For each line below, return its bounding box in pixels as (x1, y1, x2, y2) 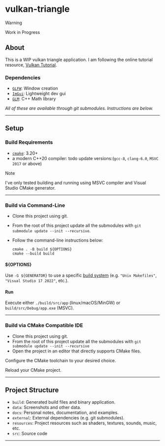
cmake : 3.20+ (12, 150, 38, 156)
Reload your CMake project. (5, 367, 62, 373)
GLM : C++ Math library (12, 96, 56, 102)
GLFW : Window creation (12, 85, 58, 92)
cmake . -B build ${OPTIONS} (12, 247, 72, 252)
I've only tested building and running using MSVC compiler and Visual (5, 180, 146, 186)
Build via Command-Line (5, 202, 65, 209)
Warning (5, 20, 22, 26)
